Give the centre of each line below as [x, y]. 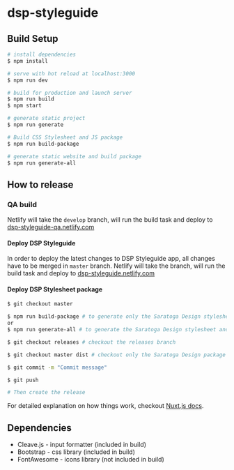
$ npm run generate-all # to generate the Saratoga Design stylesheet [112, 330]
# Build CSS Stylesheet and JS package [65, 137]
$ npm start [24, 106]
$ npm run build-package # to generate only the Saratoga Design [104, 317]
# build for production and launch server [70, 93]
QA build [22, 204]
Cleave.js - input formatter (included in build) [82, 445]
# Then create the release [46, 393]
